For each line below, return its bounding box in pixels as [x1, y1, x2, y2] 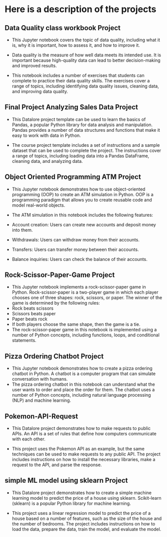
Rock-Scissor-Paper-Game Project [4, 271, 115, 280]
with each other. [11, 436, 45, 442]
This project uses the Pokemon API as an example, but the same [11, 446, 144, 452]
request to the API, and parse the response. [11, 462, 102, 468]
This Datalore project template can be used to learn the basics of [11, 116, 146, 122]
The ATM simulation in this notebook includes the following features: [11, 212, 153, 218]
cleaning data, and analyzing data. [11, 158, 83, 164]
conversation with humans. [11, 376, 68, 382]
